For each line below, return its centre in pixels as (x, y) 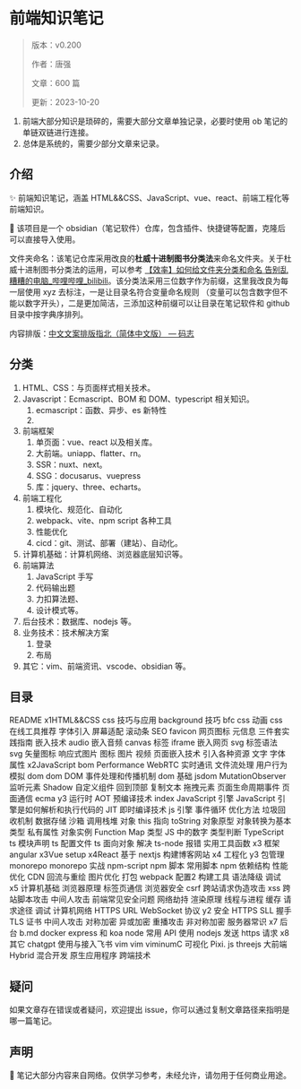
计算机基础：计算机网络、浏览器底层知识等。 (105, 554)
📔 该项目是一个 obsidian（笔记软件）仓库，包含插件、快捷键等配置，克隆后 (147, 228)
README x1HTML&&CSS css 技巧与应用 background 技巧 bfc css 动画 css (146, 720)
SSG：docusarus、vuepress (88, 475)
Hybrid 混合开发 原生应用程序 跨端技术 (80, 955)
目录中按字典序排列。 (48, 314)
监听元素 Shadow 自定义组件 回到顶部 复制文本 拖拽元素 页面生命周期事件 (145, 787)
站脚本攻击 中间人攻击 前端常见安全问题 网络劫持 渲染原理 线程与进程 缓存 (146, 899)
